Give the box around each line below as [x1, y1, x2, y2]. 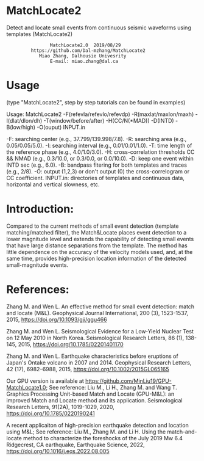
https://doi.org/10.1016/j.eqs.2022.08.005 [6, 447, 110, 455]
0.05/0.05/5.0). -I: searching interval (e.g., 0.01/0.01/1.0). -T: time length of [6, 142, 192, 149]
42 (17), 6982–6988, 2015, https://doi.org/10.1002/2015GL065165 [6, 365, 169, 372]
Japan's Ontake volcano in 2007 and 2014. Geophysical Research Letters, [6, 358, 192, 366]
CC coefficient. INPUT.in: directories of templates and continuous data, [6, 174, 185, 181]
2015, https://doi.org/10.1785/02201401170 [18, 340, 124, 348]
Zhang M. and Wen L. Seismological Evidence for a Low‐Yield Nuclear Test [6, 327, 194, 335]
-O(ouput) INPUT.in [36, 123, 86, 131]
